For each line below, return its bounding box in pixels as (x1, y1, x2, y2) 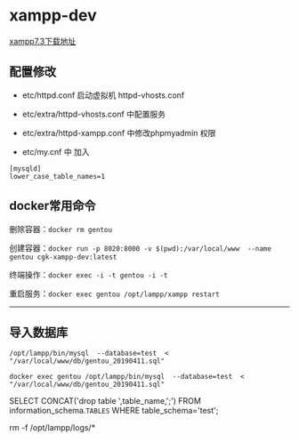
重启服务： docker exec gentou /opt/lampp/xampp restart (9, 288, 220, 299)
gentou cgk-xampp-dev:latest (9, 253, 117, 261)
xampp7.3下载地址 (9, 36, 77, 46)
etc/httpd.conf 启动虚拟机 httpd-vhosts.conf (21, 90, 185, 100)
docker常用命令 (9, 198, 96, 213)
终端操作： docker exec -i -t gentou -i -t (9, 269, 168, 280)
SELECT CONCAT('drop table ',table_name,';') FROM (9, 396, 202, 406)
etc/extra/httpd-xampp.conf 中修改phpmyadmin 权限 (21, 127, 216, 138)
